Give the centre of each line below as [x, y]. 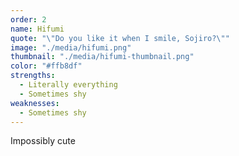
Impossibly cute [43, 141]
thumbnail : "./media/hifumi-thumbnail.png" [102, 57]
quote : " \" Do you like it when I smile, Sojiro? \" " [120, 38]
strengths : [33, 76]
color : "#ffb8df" [46, 66]
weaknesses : [35, 103]
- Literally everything [68, 85]
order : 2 [28, 19]
